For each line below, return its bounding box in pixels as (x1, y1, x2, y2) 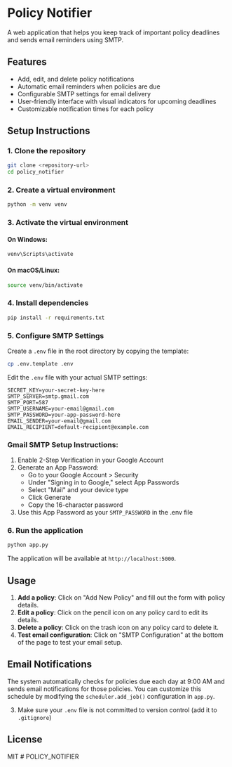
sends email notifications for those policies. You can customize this (7, 684, 202, 693)
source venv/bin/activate (7, 281, 83, 289)
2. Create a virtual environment (7, 185, 116, 195)
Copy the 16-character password (27, 501, 123, 509)
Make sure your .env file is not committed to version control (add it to (17, 705, 217, 714)
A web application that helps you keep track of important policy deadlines (7, 28, 220, 37)
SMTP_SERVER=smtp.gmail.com (7, 392, 90, 400)
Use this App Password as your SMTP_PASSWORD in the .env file (17, 508, 193, 517)
